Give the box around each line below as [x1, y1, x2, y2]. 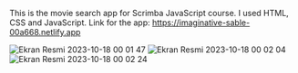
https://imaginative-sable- [151, 17, 251, 28]
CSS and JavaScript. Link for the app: [9, 17, 150, 28]
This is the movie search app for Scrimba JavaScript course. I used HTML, [9, 8, 289, 18]
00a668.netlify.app [9, 27, 81, 37]
